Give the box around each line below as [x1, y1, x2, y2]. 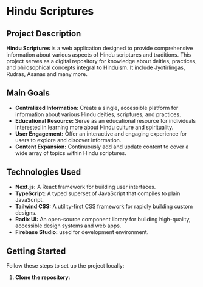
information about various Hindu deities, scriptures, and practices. [15, 111, 181, 118]
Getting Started [6, 246, 66, 257]
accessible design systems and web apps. [15, 222, 122, 229]
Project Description [6, 29, 81, 39]
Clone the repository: [15, 274, 71, 281]
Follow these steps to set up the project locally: [6, 262, 125, 269]
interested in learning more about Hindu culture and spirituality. [15, 123, 174, 131]
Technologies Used [6, 167, 81, 178]
